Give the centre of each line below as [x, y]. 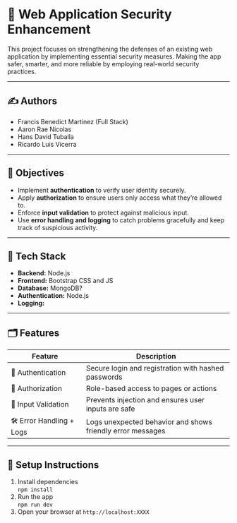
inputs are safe [110, 409]
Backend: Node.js [44, 273]
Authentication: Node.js [53, 296]
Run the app [35, 497]
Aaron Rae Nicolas [44, 129]
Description [156, 356]
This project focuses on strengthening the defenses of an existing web [110, 49]
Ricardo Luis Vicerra [47, 144]
